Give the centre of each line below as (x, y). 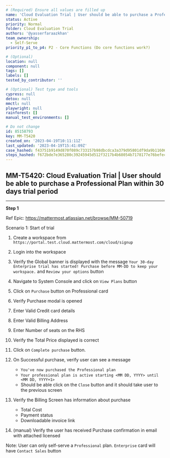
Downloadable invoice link (48, 420)
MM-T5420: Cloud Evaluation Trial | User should (83, 175)
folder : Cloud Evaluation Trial (40, 29)
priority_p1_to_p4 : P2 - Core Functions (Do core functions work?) (78, 48)
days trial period (32, 191)
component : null (23, 66)
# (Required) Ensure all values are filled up (55, 10)
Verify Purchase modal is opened (47, 301)
